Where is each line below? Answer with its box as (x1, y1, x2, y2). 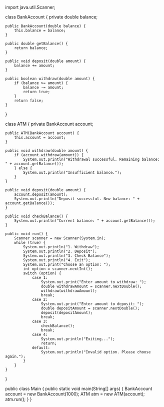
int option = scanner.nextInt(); (23, 266, 93, 271)
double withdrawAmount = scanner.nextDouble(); (40, 284, 142, 289)
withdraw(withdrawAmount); (40, 288, 97, 293)
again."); (5, 354, 26, 359)
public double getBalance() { (5, 41, 68, 46)
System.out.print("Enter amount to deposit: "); (40, 301, 144, 306)
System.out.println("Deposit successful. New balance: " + (14, 196, 140, 201)
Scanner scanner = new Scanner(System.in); (14, 236, 106, 241)
